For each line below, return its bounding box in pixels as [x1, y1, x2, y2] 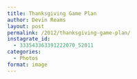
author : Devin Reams [7, 16, 67, 23]
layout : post [7, 23, 45, 30]
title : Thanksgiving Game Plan [7, 10, 97, 17]
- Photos [13, 55, 39, 62]
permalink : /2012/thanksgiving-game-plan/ [7, 29, 131, 36]
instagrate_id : [7, 36, 51, 43]
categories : [7, 49, 41, 56]
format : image [7, 61, 48, 68]
